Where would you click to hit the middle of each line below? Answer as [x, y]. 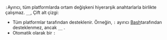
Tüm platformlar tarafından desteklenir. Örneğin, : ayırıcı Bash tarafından [87, 22]
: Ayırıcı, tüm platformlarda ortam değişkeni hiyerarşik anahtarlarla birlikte [81, 7]
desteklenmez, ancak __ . [39, 27]
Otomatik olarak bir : [34, 33]
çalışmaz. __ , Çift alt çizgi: [32, 12]
